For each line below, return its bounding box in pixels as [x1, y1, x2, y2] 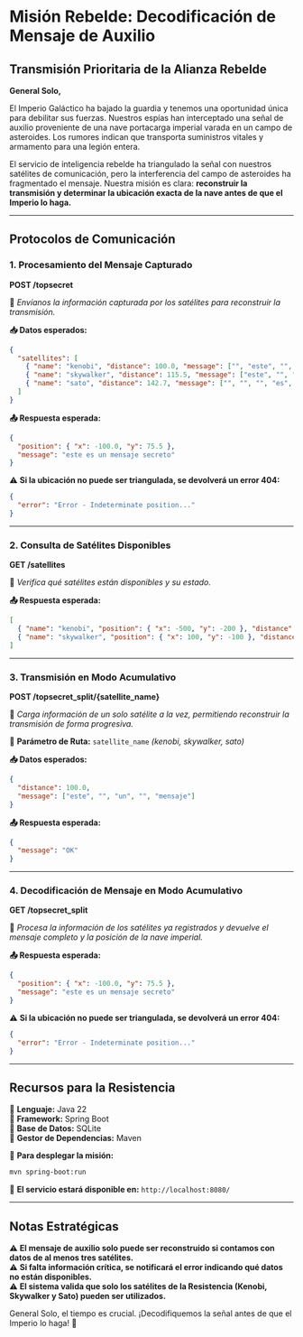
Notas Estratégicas [9, 1219, 119, 1234]
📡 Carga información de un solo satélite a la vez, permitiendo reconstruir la [9, 709, 290, 720]
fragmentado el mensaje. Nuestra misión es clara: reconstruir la [9, 178, 248, 189]
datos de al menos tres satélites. [9, 1252, 133, 1263]
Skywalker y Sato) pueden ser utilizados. [9, 1291, 167, 1302]
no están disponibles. [9, 1271, 93, 1283]
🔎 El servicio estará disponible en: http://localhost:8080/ [9, 1184, 231, 1195]
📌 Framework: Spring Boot [9, 1113, 110, 1125]
